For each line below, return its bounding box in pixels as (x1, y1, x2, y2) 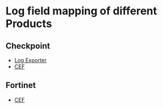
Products (5, 17, 52, 31)
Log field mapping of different (5, 4, 157, 18)
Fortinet (5, 80, 37, 90)
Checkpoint (5, 41, 50, 51)
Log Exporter (14, 57, 47, 63)
